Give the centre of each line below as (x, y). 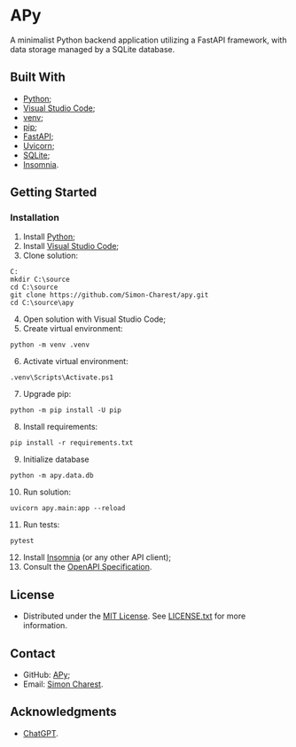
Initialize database (56, 459)
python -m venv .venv (50, 345)
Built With (38, 78)
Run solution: (47, 492)
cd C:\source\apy (42, 303)
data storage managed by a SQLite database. (93, 49)
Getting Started (54, 193)
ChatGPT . (40, 733)
